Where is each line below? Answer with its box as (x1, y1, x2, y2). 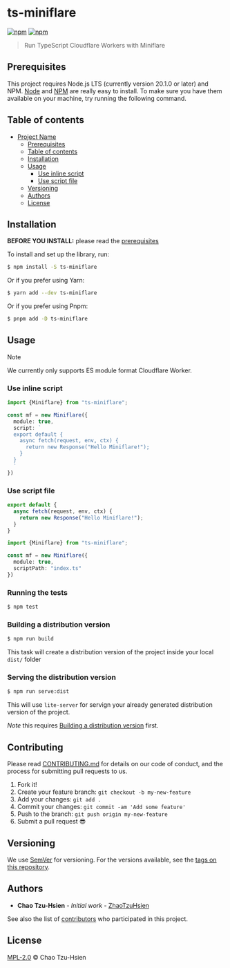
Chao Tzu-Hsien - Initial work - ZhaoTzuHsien (17, 901, 150, 909)
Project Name (17, 133, 57, 141)
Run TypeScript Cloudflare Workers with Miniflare (23, 41, 166, 49)
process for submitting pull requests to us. (7, 767, 128, 775)
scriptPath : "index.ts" (13, 565, 82, 572)
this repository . (7, 862, 50, 871)
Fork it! (17, 781, 38, 789)
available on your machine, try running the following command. (7, 94, 186, 102)
